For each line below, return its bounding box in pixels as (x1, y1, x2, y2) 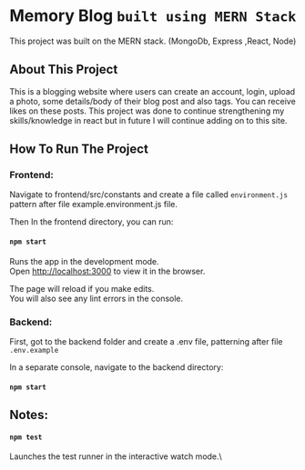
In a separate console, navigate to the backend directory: (9, 361, 224, 373)
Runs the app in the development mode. (9, 255, 159, 266)
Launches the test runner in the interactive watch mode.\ (9, 451, 223, 462)
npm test (9, 433, 43, 442)
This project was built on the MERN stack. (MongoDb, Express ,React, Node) (9, 35, 297, 46)
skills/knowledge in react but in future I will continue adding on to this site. (9, 115, 288, 125)
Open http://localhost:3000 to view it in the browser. (9, 265, 206, 276)
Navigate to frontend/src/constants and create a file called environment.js (9, 189, 289, 200)
